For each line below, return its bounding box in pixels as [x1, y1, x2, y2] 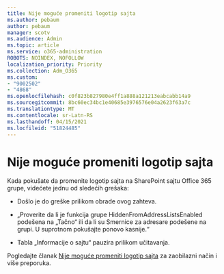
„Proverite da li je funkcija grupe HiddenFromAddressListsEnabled [16, 210, 203, 219]
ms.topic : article [7, 42, 59, 49]
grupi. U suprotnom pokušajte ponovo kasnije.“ [16, 225, 150, 234]
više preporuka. [7, 259, 51, 267]
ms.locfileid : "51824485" [7, 125, 81, 132]
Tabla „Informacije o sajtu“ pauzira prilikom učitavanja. [16, 238, 170, 247]
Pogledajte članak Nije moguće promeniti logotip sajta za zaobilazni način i [7, 251, 217, 260]
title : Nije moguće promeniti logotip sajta [7, 10, 136, 17]
